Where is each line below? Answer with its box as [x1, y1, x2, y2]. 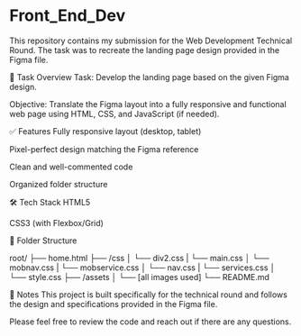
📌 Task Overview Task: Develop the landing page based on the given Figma [9, 71, 290, 82]
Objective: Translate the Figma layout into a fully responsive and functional [9, 98, 287, 109]
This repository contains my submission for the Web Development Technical [9, 35, 293, 46]
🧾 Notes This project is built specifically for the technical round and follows [9, 289, 288, 300]
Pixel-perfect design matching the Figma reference [9, 143, 199, 154]
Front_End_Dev [9, 5, 126, 26]
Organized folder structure [9, 178, 108, 189]
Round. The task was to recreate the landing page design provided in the [9, 44, 280, 55]
